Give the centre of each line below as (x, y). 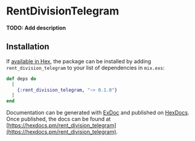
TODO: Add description (36, 28)
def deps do (21, 79)
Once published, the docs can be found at (59, 119)
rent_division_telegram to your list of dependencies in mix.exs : (85, 67)
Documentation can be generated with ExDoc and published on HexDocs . (98, 113)
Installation (28, 47)
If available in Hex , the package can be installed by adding (79, 61)
